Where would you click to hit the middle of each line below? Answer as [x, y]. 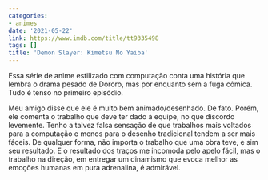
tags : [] [23, 46]
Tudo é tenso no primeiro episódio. [66, 92]
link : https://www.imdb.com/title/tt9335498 [84, 38]
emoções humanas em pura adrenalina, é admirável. [95, 168]
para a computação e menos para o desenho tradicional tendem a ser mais [132, 134]
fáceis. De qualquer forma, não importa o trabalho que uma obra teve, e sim [133, 142]
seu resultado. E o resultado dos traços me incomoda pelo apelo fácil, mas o [134, 150]
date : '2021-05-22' [41, 30]
